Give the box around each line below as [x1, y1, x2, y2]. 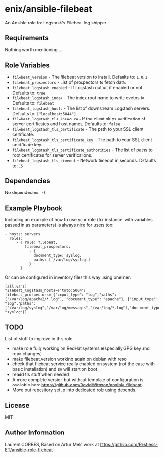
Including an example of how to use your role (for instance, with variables [5, 217, 153, 223]
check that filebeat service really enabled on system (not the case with [12, 361, 155, 367]
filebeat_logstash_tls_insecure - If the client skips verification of [12, 116, 146, 121]
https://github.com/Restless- [100, 441, 158, 447]
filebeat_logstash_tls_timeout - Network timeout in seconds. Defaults [12, 157, 156, 163]
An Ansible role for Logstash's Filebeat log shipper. [5, 20, 108, 25]
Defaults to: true [12, 90, 45, 96]
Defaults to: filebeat [12, 100, 55, 106]
